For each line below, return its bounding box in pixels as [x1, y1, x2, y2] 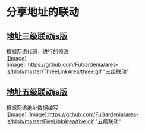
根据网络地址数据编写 [6, 104, 58, 111]
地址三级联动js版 [6, 31, 68, 41]
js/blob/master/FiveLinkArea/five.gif [6, 117, 94, 125]
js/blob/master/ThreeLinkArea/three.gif [6, 68, 102, 75]
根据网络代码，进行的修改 [6, 48, 69, 55]
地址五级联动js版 [6, 87, 68, 97]
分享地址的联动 [6, 5, 80, 19]
